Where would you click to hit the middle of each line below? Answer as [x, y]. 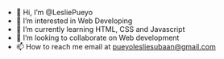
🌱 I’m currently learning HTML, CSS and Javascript [100, 29]
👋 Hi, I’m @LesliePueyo [54, 12]
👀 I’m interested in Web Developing [74, 21]
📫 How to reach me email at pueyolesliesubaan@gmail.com [116, 47]
